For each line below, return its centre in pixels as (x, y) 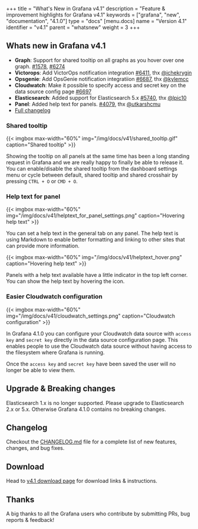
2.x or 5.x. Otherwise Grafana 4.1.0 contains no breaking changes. (86, 409)
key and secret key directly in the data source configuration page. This (92, 339)
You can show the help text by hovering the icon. (65, 281)
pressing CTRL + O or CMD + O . (42, 181)
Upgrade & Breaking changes (61, 389)
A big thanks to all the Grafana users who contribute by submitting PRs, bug (98, 514)
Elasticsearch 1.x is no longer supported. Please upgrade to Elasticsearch (95, 403)
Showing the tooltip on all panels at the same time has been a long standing (98, 156)
